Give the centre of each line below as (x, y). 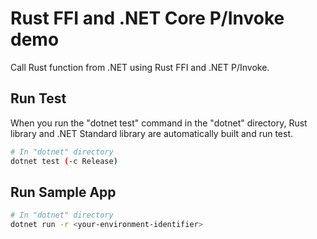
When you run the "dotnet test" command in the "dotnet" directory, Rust (159, 123)
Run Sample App (63, 192)
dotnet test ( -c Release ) (64, 161)
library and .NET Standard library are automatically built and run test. (152, 133)
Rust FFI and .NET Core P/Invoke (147, 18)
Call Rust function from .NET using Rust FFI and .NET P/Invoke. (140, 67)
